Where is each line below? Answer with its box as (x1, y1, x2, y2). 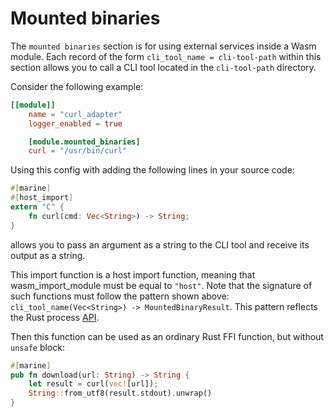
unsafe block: (10, 341, 65, 353)
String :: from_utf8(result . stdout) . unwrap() (28, 388, 213, 399)
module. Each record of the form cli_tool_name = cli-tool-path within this (10, 50, 322, 62)
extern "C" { (10, 202, 65, 212)
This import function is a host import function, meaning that (10, 268, 256, 281)
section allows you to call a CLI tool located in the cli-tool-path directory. (10, 61, 317, 73)
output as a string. (10, 249, 86, 261)
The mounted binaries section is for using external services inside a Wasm (10, 40, 317, 52)
